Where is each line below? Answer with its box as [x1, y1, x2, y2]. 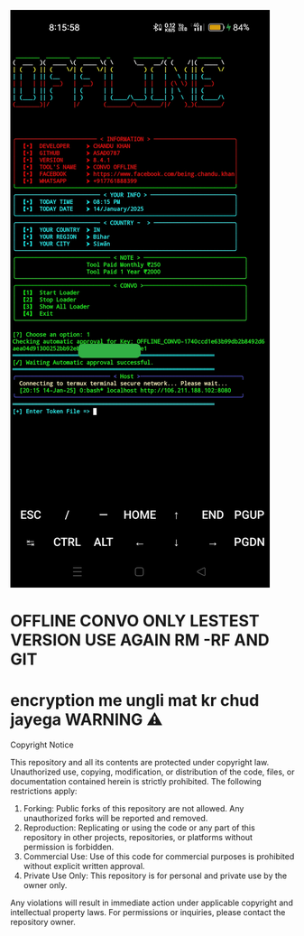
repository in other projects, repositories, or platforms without [23, 832, 253, 843]
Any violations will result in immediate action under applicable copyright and [10, 897, 294, 908]
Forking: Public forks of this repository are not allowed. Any [23, 803, 244, 814]
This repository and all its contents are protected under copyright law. [10, 757, 270, 768]
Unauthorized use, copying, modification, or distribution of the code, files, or [10, 766, 295, 777]
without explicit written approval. [23, 861, 145, 872]
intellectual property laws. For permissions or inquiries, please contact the [10, 907, 286, 918]
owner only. [23, 880, 68, 891]
